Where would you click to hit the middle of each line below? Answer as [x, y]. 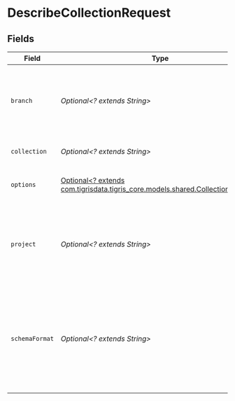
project [23, 244]
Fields [21, 39]
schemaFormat [33, 338]
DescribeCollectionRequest [89, 13]
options [23, 184]
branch [22, 100]
